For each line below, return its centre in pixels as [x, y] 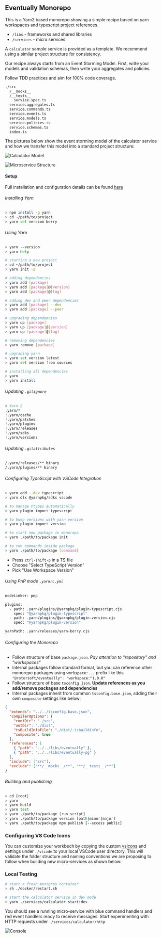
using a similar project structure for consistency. [53, 54]
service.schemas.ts [29, 127]
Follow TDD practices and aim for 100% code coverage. [61, 78]
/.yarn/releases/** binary [32, 463]
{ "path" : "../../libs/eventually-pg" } [55, 753]
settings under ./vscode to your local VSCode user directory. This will [74, 851]
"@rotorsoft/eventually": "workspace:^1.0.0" [59, 679]
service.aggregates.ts [32, 105]
